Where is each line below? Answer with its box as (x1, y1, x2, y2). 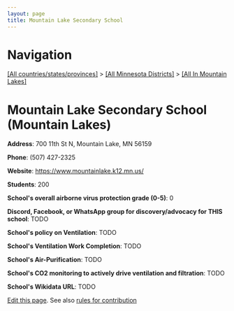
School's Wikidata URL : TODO (7, 282, 96, 291)
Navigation (7, 47, 72, 63)
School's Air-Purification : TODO (7, 256, 103, 264)
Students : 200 (7, 180, 50, 189)
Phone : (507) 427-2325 (7, 153, 75, 161)
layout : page (7, 10, 45, 17)
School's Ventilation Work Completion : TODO (7, 242, 142, 250)
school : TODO (7, 215, 49, 224)
